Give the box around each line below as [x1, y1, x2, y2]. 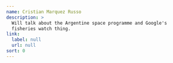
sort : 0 [6, 48, 26, 54]
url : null [11, 43, 36, 49]
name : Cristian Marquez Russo [6, 8, 82, 15]
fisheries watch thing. [11, 25, 71, 32]
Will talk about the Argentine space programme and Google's [11, 20, 168, 26]
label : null [11, 37, 42, 43]
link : [6, 31, 20, 37]
